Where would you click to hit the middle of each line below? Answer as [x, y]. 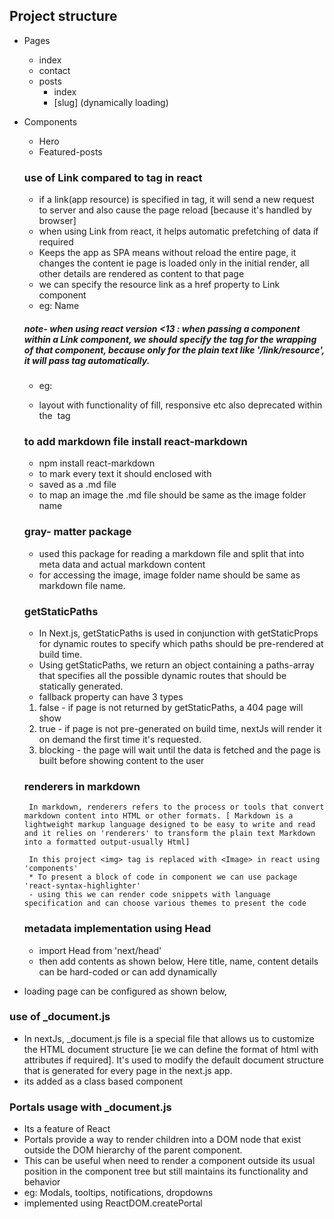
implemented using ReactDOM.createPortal [113, 1203]
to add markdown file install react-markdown [135, 441]
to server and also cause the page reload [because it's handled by [175, 210]
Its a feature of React [67, 1129]
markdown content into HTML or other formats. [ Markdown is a [158, 816]
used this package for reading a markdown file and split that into [171, 553]
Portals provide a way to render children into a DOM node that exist [162, 1140]
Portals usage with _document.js [90, 1107]
